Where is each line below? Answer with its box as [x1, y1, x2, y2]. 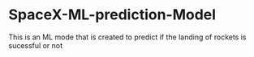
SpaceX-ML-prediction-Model [8, 6, 217, 24]
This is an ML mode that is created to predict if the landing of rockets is [8, 32, 247, 42]
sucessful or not [8, 40, 63, 50]
